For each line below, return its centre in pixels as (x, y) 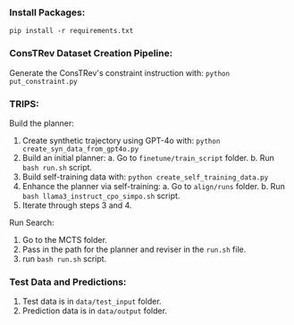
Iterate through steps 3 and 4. (77, 205)
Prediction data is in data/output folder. (95, 311)
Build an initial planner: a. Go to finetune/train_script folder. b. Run (148, 157)
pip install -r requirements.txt (71, 31)
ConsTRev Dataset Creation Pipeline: (91, 54)
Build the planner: (42, 123)
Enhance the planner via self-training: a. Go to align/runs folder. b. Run (154, 186)
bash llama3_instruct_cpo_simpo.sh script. (101, 196)
